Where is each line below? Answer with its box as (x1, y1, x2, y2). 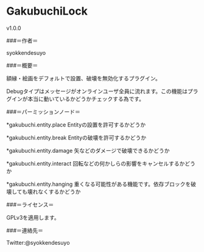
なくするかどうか (37, 187, 81, 195)
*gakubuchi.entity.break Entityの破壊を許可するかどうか (6, 134, 147, 141)
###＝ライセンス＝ (6, 201, 54, 208)
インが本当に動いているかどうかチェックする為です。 (11, 95, 145, 102)
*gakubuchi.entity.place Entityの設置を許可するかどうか (6, 121, 146, 128)
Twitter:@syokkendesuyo (6, 239, 70, 246)
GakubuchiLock (6, 4, 88, 18)
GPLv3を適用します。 (6, 214, 60, 221)
